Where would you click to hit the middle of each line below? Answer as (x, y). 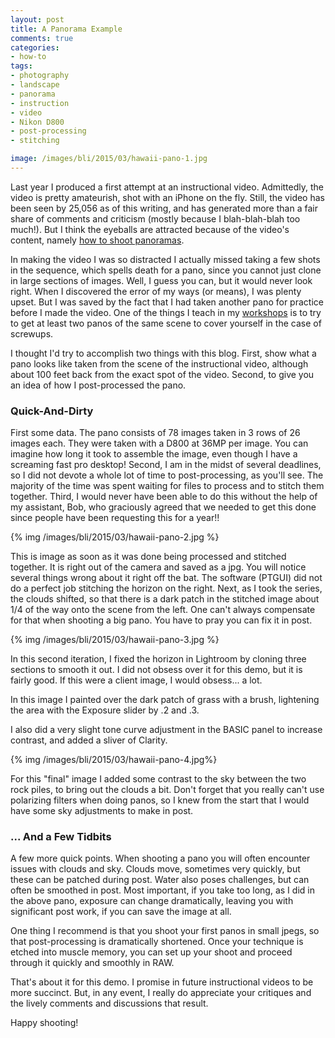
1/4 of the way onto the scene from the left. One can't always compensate (163, 610)
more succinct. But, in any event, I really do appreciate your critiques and (161, 993)
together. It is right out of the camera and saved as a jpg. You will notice (158, 567)
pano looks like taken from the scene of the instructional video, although (159, 363)
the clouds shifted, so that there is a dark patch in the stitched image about (165, 599)
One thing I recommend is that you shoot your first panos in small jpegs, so (165, 931)
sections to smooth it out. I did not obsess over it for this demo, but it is (156, 670)
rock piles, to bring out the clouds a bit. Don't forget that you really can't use (167, 790)
